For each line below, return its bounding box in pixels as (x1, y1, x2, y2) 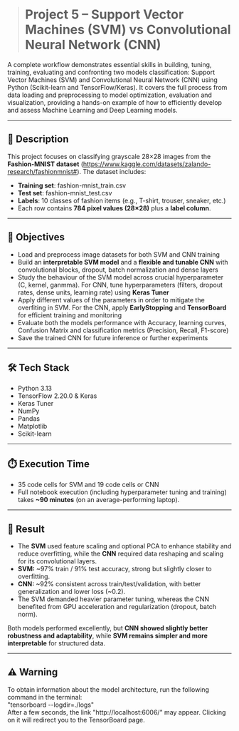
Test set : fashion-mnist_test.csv (17, 188, 112, 197)
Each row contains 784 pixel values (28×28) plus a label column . (17, 203, 211, 213)
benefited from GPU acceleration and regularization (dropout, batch (17, 603, 217, 610)
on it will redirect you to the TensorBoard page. (7, 715, 145, 724)
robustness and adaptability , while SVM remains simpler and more (7, 631, 208, 640)
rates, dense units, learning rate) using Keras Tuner (17, 288, 169, 297)
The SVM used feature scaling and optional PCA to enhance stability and (17, 542, 232, 550)
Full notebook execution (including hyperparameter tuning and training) (17, 488, 228, 496)
